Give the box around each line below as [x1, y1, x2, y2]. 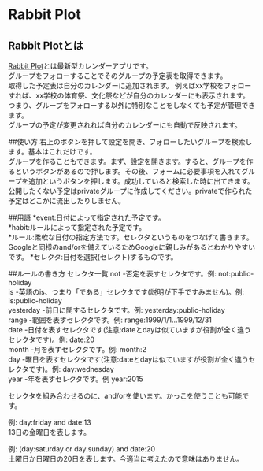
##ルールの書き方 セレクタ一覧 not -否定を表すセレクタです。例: [8, 269, 217, 278]
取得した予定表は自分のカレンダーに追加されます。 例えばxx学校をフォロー [8, 81, 252, 90]
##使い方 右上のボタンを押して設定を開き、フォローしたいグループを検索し [8, 137, 253, 146]
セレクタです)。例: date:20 [8, 335, 94, 344]
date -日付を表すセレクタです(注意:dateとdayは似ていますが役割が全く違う [8, 325, 252, 334]
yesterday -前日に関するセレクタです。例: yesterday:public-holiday [8, 306, 226, 314]
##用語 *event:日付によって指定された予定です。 [8, 213, 165, 222]
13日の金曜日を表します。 [8, 428, 91, 436]
